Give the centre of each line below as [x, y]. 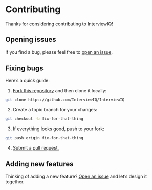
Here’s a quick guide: [28, 80]
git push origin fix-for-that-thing [44, 138]
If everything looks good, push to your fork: [59, 129]
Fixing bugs [24, 68]
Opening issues [31, 40]
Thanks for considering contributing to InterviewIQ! [59, 24]
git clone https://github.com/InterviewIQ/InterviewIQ [65, 100]
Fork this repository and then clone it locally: [60, 90]
